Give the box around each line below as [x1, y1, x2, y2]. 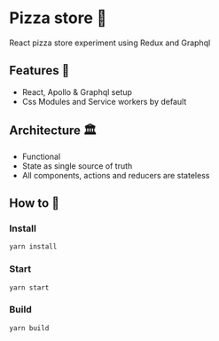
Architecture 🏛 [9, 123, 98, 139]
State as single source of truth [21, 160, 133, 171]
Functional [21, 151, 61, 162]
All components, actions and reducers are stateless [21, 170, 210, 180]
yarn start [9, 283, 50, 292]
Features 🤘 [9, 63, 70, 78]
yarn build [9, 323, 50, 332]
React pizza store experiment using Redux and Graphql [9, 37, 211, 48]
